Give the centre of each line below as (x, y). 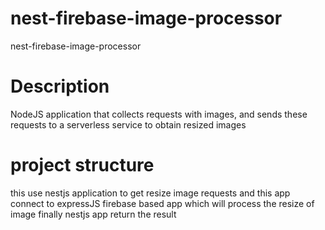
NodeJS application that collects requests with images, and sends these (159, 114)
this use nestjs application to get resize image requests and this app (150, 193)
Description (60, 86)
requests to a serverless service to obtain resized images (128, 124)
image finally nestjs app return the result (93, 214)
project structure (82, 165)
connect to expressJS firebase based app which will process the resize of (162, 203)
